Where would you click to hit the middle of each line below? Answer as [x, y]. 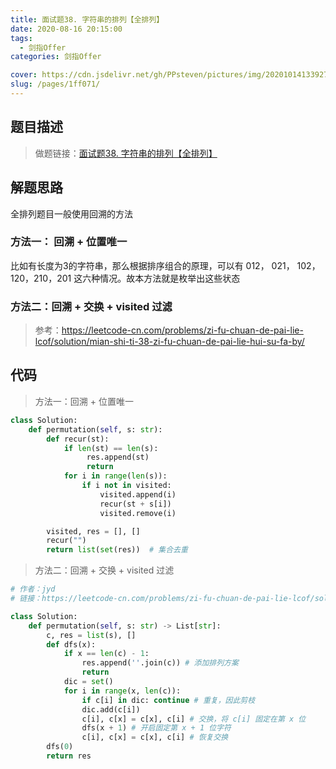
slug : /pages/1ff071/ [55, 84]
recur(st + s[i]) [135, 504]
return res [69, 756]
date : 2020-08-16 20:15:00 [66, 29]
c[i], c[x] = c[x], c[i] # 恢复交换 [155, 737]
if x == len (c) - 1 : [106, 654]
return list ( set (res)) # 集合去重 [117, 550]
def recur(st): [78, 439]
